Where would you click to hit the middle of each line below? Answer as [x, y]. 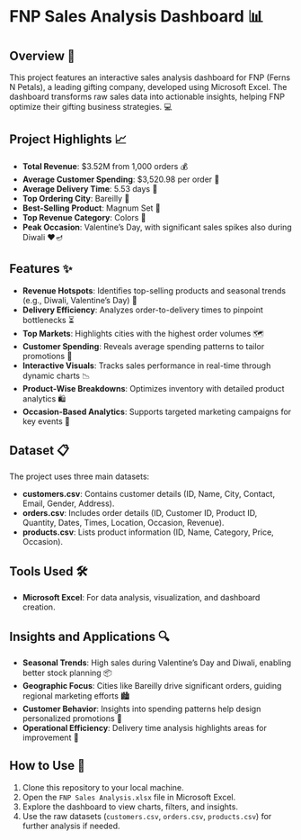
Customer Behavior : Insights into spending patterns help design [142, 709]
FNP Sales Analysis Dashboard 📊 [137, 17]
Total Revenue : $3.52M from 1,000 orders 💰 [105, 166]
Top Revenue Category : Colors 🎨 [84, 217]
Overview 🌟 [42, 55]
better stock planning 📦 [67, 673]
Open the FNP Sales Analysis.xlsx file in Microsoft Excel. [129, 797]
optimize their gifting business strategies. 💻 [91, 107]
